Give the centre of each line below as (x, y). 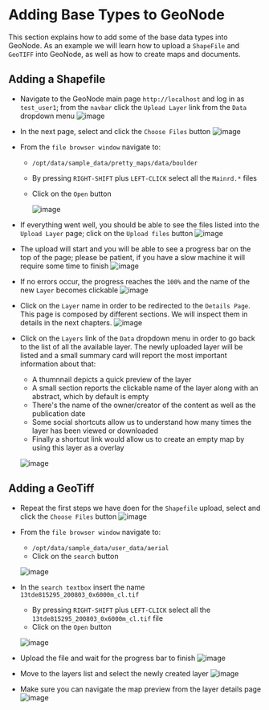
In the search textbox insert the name (82, 587)
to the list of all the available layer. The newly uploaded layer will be (131, 346)
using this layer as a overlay (78, 447)
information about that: (58, 364)
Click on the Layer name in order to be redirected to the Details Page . (135, 305)
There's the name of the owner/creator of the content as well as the (144, 405)
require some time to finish (64, 266)
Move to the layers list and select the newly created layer (114, 673)
